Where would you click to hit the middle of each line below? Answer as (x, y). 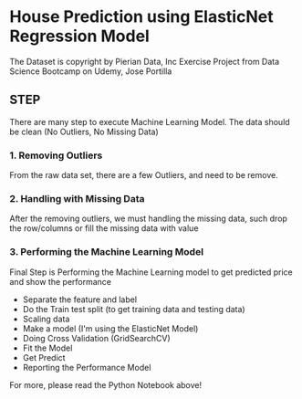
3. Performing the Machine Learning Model (106, 252)
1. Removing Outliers (56, 155)
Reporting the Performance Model (87, 367)
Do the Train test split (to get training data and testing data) (134, 309)
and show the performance (61, 281)
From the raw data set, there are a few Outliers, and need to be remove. (144, 175)
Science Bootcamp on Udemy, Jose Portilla (91, 71)
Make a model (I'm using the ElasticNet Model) (110, 328)
